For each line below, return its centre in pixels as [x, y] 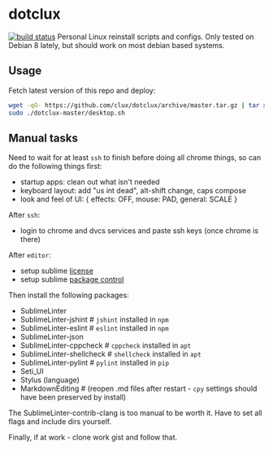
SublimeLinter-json [52, 337]
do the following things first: [55, 167]
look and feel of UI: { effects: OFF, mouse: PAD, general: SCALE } [129, 199]
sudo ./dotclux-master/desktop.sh [67, 113]
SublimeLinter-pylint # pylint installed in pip [94, 363]
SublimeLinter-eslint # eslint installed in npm [94, 328]
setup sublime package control [72, 279]
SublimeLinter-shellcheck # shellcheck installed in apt [110, 354]
